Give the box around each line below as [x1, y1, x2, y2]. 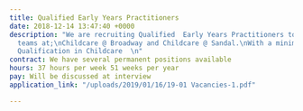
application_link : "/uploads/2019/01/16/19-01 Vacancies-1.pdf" [9, 80, 256, 89]
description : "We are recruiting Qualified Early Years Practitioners [9, 30, 284, 39]
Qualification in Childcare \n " [17, 47, 143, 56]
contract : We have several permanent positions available [9, 55, 232, 64]
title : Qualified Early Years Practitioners [9, 13, 179, 23]
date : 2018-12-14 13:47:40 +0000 [9, 22, 135, 31]
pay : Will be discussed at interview [9, 72, 151, 81]
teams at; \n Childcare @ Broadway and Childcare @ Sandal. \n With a [17, 38, 272, 48]
